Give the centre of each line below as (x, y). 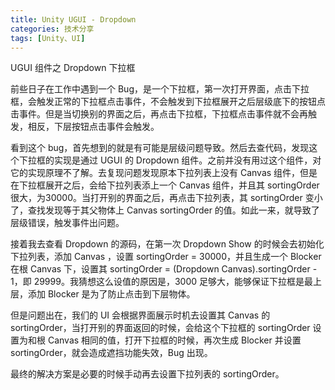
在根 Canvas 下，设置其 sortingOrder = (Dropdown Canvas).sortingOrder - (164, 269)
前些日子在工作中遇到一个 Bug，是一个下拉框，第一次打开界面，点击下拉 (160, 89)
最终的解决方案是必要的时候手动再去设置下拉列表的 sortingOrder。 (147, 374)
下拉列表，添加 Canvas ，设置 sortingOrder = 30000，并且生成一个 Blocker (166, 257)
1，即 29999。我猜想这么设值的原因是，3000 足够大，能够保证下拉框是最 (161, 282)
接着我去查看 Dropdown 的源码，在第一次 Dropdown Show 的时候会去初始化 (167, 244)
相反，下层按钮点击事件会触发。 (93, 127)
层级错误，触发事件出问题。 (67, 223)
